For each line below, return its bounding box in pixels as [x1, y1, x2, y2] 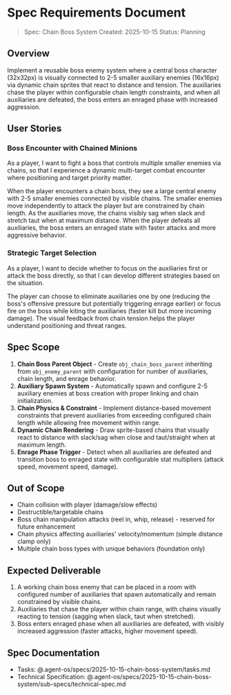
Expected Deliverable [7, 565, 101, 576]
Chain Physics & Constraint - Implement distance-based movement [17, 404, 212, 412]
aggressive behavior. [7, 231, 67, 239]
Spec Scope [7, 342, 60, 353]
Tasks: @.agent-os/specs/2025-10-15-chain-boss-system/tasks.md [17, 665, 210, 674]
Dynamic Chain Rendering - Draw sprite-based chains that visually [17, 426, 209, 434]
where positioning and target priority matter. [7, 174, 133, 182]
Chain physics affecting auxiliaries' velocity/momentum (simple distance [17, 530, 223, 538]
